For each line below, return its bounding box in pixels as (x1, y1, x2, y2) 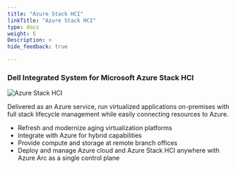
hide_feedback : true (7, 43, 69, 50)
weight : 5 (7, 30, 37, 37)
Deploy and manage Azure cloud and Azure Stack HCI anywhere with (17, 146, 220, 155)
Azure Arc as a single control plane (17, 153, 120, 163)
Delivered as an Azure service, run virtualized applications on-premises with (7, 103, 230, 111)
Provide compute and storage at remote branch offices (17, 139, 178, 147)
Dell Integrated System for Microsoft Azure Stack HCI (7, 72, 194, 82)
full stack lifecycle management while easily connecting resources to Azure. (7, 110, 229, 119)
